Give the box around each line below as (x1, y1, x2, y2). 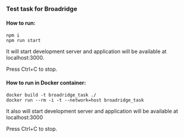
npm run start (6, 38, 41, 44)
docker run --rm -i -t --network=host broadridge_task (6, 97, 144, 103)
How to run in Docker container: (6, 79, 86, 86)
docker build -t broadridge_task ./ (6, 92, 96, 98)
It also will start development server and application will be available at (6, 108, 179, 115)
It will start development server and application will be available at (6, 48, 167, 55)
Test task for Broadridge (6, 5, 78, 13)
